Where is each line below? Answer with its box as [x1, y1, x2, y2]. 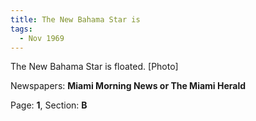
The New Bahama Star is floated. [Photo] [10, 61, 179, 73]
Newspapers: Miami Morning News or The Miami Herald [10, 80, 247, 92]
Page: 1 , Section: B [10, 99, 88, 111]
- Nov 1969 [19, 33, 65, 43]
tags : [10, 24, 33, 34]
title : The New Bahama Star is [10, 14, 141, 25]
